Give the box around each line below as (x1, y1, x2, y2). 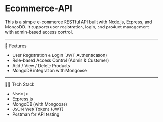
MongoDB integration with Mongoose (12, 68, 87, 73)
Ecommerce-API (5, 3, 73, 14)
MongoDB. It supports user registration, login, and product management (5, 24, 149, 29)
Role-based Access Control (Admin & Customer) (12, 57, 109, 63)
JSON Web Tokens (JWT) (12, 106, 64, 112)
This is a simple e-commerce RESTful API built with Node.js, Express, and (5, 19, 152, 25)
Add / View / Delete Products (12, 62, 70, 68)
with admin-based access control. (5, 29, 73, 35)
